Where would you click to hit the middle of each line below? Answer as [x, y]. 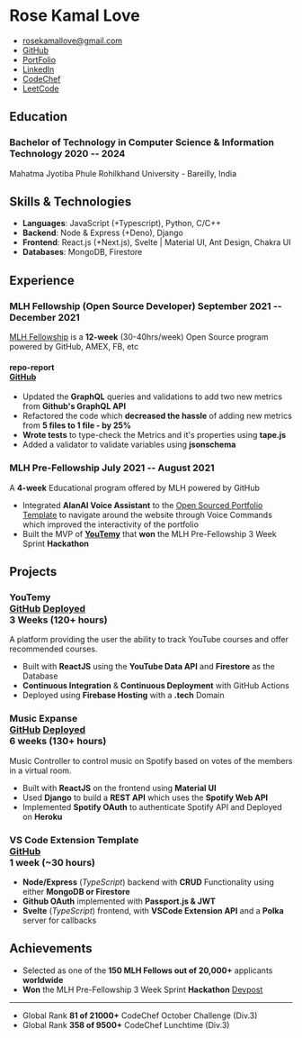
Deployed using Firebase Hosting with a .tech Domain [123, 696]
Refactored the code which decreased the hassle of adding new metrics [157, 416]
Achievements [51, 948]
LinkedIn [38, 69]
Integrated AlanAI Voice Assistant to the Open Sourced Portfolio [142, 505]
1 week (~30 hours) [53, 862]
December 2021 [45, 317]
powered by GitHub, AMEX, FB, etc [74, 347]
